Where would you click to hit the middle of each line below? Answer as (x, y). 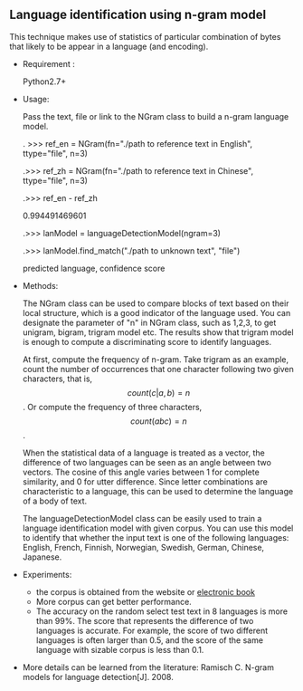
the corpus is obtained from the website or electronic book (146, 591)
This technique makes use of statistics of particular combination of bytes (145, 36)
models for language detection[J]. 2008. (98, 677)
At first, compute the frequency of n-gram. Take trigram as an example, (156, 359)
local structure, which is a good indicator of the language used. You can (156, 312)
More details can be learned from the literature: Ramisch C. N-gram (148, 667)
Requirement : (48, 63)
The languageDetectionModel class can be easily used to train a (142, 518)
